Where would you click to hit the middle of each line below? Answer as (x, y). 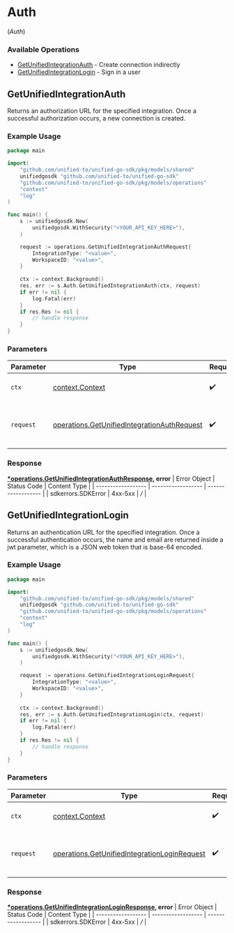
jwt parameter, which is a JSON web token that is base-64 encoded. (105, 547)
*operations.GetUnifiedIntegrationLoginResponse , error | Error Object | (112, 907)
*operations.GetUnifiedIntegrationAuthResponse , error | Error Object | (111, 478)
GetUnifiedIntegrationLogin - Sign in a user (79, 72)
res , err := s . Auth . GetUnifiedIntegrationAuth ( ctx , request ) (110, 286)
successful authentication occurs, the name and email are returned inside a (116, 539)
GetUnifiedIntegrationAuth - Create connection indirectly (99, 65)
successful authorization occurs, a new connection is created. (96, 119)
